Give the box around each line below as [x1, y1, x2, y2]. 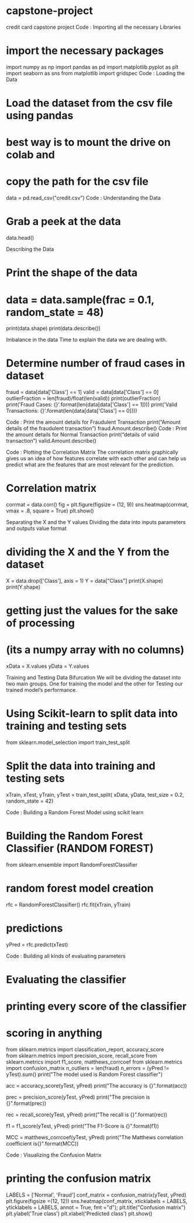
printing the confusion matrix [6, 1172, 151, 1185]
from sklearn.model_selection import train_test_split [6, 739, 130, 746]
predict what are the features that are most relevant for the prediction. [6, 461, 175, 468]
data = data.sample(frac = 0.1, [6, 293, 155, 306]
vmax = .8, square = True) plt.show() [6, 507, 95, 514]
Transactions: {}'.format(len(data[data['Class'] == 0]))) [6, 407, 137, 415]
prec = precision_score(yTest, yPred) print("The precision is [6, 1093, 150, 1100]
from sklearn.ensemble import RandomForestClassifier [6, 861, 138, 868]
